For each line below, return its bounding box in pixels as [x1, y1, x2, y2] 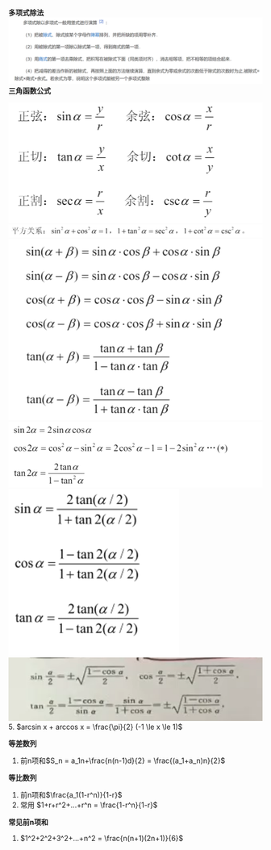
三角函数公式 [8, 85, 51, 95]
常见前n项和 [8, 818, 48, 827]
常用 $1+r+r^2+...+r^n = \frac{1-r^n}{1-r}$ [19, 800, 158, 810]
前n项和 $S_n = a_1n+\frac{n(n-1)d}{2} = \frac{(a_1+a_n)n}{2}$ [19, 756, 226, 765]
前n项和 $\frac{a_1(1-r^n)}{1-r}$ [19, 790, 123, 800]
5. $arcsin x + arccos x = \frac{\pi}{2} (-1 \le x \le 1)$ [8, 722, 183, 732]
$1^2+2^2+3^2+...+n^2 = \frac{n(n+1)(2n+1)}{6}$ [19, 834, 184, 844]
